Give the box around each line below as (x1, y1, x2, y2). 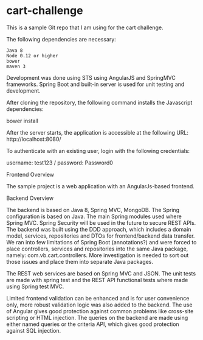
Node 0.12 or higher (6, 52, 59, 58)
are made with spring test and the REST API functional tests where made (6, 276, 188, 283)
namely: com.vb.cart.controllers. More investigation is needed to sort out (6, 251, 189, 259)
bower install (6, 117, 38, 124)
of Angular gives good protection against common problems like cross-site (6, 307, 194, 314)
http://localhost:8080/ (6, 135, 62, 143)
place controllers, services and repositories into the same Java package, (6, 245, 188, 252)
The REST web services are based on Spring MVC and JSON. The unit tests (6, 269, 196, 277)
